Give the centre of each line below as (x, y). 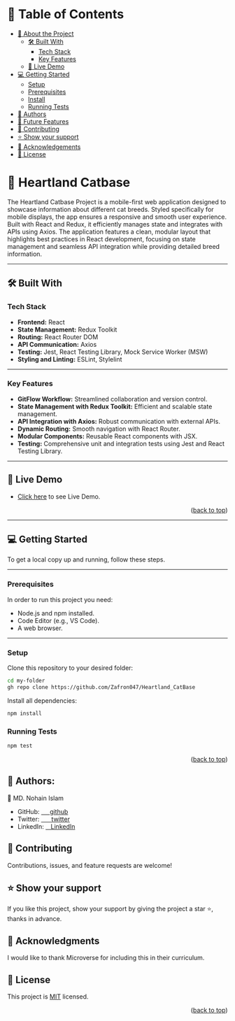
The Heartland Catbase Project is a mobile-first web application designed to (117, 201)
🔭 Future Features (43, 121)
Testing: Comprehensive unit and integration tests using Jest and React (121, 443)
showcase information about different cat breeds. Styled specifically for (111, 209)
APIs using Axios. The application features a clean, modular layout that (109, 231)
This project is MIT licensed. (48, 997)
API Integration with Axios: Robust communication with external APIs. (119, 421)
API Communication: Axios (57, 344)
